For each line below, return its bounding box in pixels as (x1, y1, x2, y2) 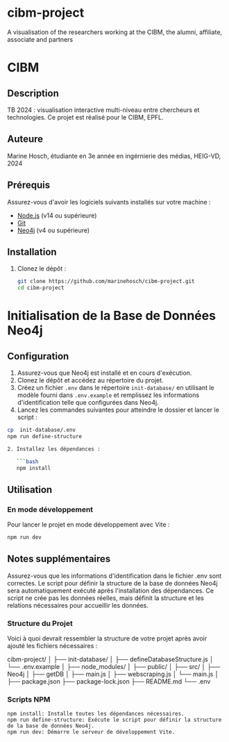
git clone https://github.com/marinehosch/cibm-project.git (17, 278, 195, 285)
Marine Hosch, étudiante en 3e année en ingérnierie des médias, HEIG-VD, (7, 152, 221, 160)
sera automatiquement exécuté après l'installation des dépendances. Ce (7, 586, 214, 595)
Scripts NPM (7, 695, 51, 704)
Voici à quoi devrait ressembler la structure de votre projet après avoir (7, 634, 207, 643)
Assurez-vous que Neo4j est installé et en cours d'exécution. (17, 369, 192, 377)
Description (7, 87, 59, 99)
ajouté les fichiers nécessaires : (7, 642, 98, 650)
